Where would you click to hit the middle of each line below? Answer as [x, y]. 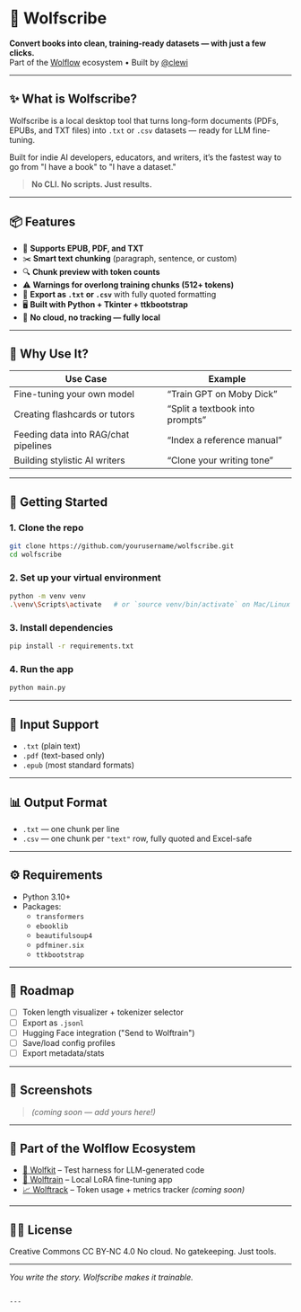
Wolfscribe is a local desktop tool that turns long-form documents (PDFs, [144, 120]
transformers [60, 917]
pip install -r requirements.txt [72, 646]
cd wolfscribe [36, 554]
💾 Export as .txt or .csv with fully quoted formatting [119, 294]
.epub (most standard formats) [78, 765]
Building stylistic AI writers [69, 460]
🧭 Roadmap [42, 991]
